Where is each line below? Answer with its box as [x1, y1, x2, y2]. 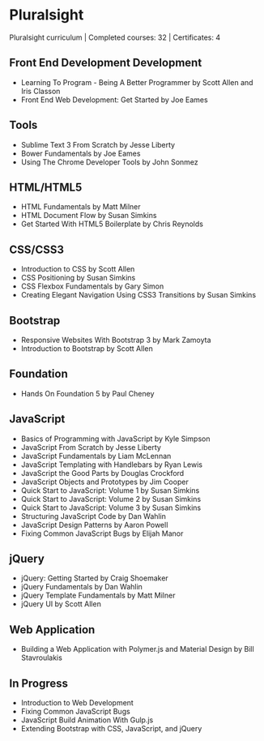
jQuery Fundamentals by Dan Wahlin [20, 582, 143, 592]
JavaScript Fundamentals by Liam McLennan [20, 451, 172, 460]
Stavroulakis [20, 653, 63, 662]
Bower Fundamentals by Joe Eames [20, 148, 141, 158]
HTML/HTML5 [9, 180, 83, 194]
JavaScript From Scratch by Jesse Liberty [20, 442, 161, 452]
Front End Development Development [9, 56, 202, 70]
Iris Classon [20, 86, 61, 96]
